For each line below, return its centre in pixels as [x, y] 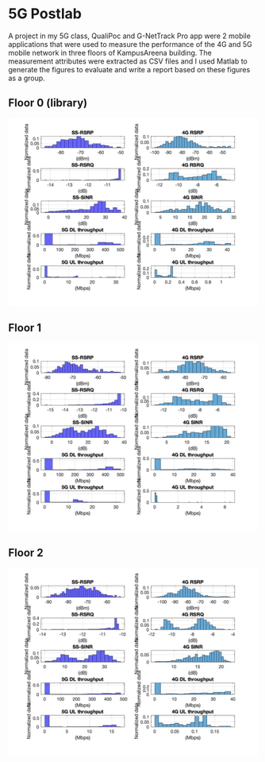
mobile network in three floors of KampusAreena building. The [110, 52]
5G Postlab [45, 14]
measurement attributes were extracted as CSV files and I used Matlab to [128, 61]
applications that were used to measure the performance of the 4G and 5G [130, 44]
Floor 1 [25, 328]
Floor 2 [26, 553]
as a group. [27, 78]
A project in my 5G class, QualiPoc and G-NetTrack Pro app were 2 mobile [130, 36]
